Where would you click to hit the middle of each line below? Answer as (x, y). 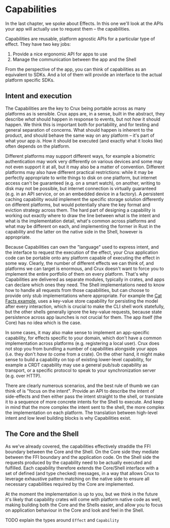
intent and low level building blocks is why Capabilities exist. (68, 418)
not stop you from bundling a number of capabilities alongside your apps (81, 348)
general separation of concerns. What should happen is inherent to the (79, 130)
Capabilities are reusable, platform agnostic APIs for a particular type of (80, 39)
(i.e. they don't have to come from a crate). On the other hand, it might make (85, 354)
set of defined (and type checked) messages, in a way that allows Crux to (82, 473)
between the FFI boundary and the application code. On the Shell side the (82, 457)
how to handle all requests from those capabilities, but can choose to (77, 290)
